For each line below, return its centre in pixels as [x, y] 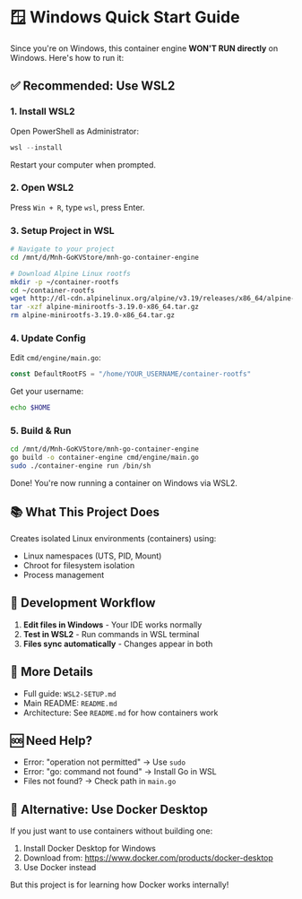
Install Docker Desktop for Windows [89, 849]
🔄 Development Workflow [83, 603]
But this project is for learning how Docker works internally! [120, 885]
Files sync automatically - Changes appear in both [118, 644]
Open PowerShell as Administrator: [75, 131]
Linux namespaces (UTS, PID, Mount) [92, 556]
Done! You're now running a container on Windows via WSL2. [124, 483]
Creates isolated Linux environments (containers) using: [113, 538]
